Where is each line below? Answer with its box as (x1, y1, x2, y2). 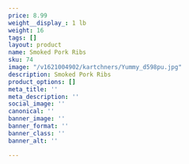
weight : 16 (8, 26, 44, 34)
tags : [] (8, 33, 37, 42)
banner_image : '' (8, 115, 66, 123)
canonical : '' (8, 108, 55, 116)
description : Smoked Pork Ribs (8, 71, 112, 78)
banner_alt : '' (8, 136, 59, 145)
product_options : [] (8, 78, 77, 86)
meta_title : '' (8, 85, 59, 93)
